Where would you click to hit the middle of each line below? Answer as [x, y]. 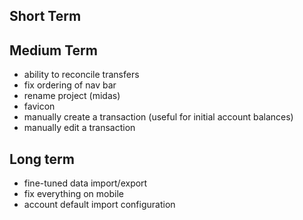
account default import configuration [99, 205]
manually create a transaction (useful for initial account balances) [158, 117]
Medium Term [53, 50]
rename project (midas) [72, 96]
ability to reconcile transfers [81, 75]
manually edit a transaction [79, 128]
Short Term [45, 16]
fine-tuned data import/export [85, 183]
